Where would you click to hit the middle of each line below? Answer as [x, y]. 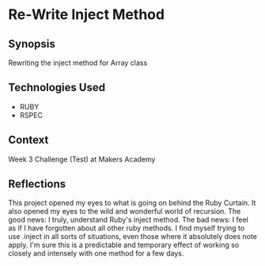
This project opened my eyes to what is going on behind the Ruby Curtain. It [132, 203]
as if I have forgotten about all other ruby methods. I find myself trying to [127, 228]
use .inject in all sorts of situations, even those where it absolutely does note [132, 237]
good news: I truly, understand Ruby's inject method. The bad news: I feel [129, 220]
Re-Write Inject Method [86, 15]
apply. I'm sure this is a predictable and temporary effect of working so [124, 245]
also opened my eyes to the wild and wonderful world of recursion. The [125, 211]
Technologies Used [57, 87]
